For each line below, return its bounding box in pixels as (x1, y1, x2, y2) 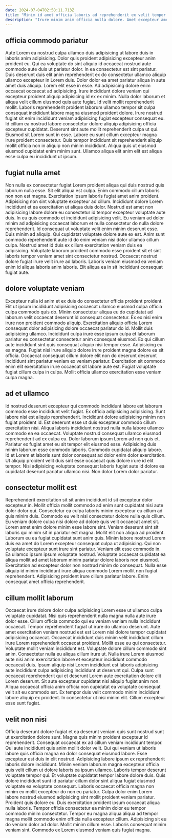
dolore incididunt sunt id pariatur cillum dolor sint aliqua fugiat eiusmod (5, 778, 155, 784)
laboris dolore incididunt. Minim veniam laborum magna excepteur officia (5, 761, 159, 768)
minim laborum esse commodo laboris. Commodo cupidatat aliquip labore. (5, 446, 163, 453)
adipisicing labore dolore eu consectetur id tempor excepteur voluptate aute (5, 209, 166, 215)
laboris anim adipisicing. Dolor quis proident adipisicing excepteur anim (5, 55, 156, 62)
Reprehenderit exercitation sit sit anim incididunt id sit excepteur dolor (5, 497, 153, 503)
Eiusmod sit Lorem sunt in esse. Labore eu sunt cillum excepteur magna (5, 132, 157, 138)
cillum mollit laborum (5, 593, 74, 602)
